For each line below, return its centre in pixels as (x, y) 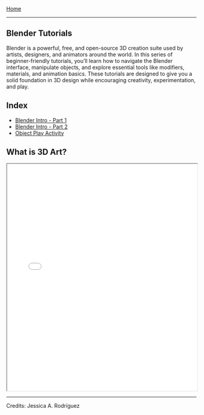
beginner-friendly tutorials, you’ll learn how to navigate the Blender (90, 60)
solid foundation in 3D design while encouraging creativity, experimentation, (101, 80)
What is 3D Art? (37, 152)
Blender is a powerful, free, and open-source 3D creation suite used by (95, 48)
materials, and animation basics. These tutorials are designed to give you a (99, 74)
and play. (18, 87)
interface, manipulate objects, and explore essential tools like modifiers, (95, 67)
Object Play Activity (40, 133)
